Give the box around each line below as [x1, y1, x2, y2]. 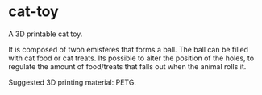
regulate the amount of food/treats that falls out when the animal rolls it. [8, 61, 247, 71]
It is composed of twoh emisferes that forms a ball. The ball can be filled [8, 44, 248, 54]
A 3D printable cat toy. [8, 29, 83, 39]
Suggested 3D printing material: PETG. [8, 77, 137, 87]
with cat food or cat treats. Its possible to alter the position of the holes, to [8, 53, 255, 63]
